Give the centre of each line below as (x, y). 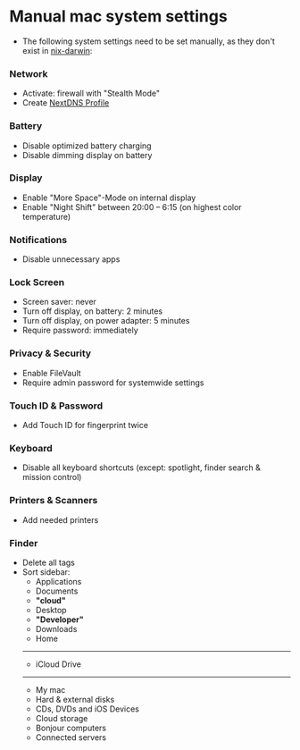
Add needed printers (60, 519)
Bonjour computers (71, 728)
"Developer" (59, 619)
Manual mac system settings (118, 17)
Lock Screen (37, 282)
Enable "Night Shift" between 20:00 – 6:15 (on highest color (132, 206)
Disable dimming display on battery (87, 155)
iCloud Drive (58, 664)
